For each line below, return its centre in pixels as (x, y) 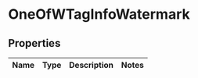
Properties (34, 43)
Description (91, 65)
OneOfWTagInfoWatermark (99, 14)
